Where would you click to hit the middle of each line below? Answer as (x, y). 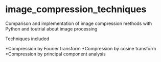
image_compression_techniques (76, 9)
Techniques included (27, 39)
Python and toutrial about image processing (51, 28)
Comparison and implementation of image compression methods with (79, 23)
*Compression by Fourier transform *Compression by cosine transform (81, 48)
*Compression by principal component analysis (55, 54)
